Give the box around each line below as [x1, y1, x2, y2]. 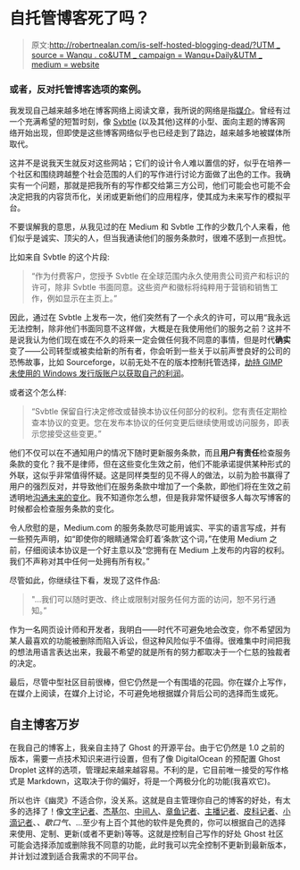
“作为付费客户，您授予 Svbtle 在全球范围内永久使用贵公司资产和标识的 [30, 270, 290, 282]
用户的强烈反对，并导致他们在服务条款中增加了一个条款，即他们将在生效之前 [9, 481, 291, 492]
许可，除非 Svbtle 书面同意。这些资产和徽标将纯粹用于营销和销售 [30, 282, 271, 293]
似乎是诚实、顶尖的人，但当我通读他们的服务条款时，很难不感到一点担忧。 [16, 233, 291, 243]
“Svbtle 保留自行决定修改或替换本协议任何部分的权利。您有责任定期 [30, 406, 279, 417]
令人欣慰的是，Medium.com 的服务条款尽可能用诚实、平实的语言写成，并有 [9, 523, 287, 533]
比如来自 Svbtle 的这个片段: [9, 252, 110, 262]
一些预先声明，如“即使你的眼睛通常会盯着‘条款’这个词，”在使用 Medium [9, 533, 268, 544]
